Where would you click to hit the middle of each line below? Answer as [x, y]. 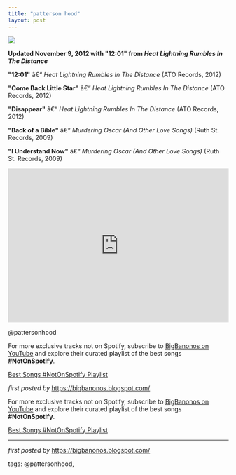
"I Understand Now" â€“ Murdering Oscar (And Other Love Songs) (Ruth [114, 151]
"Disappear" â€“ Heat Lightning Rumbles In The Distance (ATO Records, [113, 109]
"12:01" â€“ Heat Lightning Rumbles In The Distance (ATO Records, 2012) [114, 74]
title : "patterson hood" [44, 14]
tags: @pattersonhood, [41, 464]
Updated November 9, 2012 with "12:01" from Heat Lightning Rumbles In [116, 53]
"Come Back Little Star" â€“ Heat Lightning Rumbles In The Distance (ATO [116, 88]
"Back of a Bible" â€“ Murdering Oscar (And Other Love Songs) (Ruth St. [114, 130]
